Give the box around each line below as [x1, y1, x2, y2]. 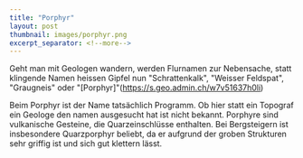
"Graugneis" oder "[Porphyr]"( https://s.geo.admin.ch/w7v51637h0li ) [9, 82, 264, 93]
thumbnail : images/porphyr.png [9, 30, 128, 39]
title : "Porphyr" [9, 13, 75, 23]
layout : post [9, 22, 59, 31]
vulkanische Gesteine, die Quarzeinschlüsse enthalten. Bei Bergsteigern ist [9, 119, 289, 130]
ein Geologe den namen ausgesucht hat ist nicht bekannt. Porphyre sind [9, 109, 279, 120]
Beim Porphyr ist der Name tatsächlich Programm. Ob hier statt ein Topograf [9, 100, 294, 111]
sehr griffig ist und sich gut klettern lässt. [9, 138, 163, 149]
